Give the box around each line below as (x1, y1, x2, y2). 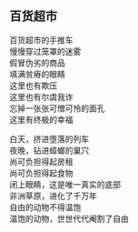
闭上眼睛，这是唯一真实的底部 (9, 178, 121, 189)
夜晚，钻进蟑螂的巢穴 (9, 145, 89, 156)
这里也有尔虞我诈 (9, 91, 74, 102)
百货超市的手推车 (9, 35, 74, 45)
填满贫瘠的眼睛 (9, 68, 65, 79)
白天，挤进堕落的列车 (9, 133, 89, 144)
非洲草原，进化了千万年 (9, 190, 97, 201)
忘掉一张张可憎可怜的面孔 (9, 103, 105, 114)
